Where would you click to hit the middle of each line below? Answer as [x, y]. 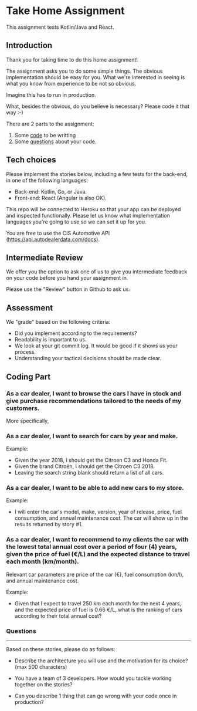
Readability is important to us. [50, 340]
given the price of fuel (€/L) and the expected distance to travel [98, 554]
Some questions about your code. [55, 141]
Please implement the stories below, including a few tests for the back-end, [97, 174]
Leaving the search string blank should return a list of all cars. [89, 473]
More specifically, [28, 421]
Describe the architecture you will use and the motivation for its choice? [101, 661]
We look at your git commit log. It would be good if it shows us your [96, 346]
